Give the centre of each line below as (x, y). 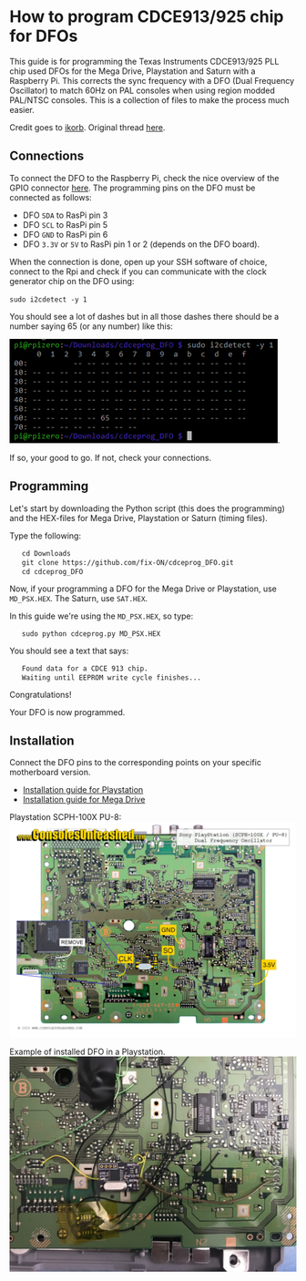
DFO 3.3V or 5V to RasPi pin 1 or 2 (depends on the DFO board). (141, 244)
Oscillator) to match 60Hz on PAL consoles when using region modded (143, 90)
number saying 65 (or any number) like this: (91, 326)
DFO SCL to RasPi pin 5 (65, 224)
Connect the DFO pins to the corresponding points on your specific (136, 763)
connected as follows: (51, 197)
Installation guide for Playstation (83, 790)
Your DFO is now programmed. (67, 712)
